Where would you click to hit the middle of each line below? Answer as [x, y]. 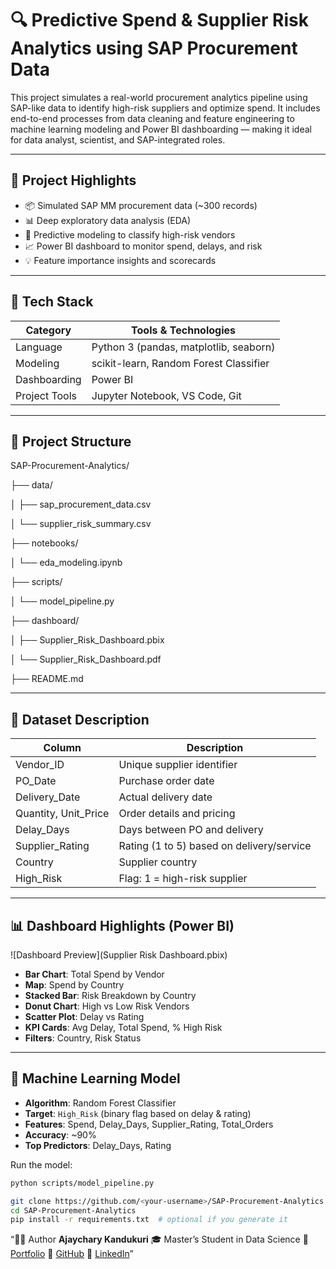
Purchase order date [166, 781]
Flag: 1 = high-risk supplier [183, 879]
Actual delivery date [165, 797]
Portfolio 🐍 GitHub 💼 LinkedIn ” [72, 1254]
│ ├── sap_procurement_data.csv [81, 504]
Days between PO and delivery [191, 830]
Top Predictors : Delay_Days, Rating [98, 1145]
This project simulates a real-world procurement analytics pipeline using [159, 97]
